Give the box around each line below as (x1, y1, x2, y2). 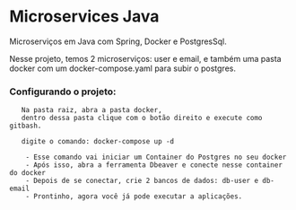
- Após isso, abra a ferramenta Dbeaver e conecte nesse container (25, 161, 283, 170)
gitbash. (9, 121, 42, 131)
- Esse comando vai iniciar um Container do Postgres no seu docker (25, 153, 287, 162)
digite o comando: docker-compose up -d (21, 137, 175, 146)
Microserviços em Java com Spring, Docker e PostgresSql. (9, 36, 227, 47)
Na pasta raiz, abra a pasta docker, (21, 106, 163, 115)
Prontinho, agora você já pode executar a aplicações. (32, 192, 243, 201)
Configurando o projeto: (9, 85, 117, 98)
